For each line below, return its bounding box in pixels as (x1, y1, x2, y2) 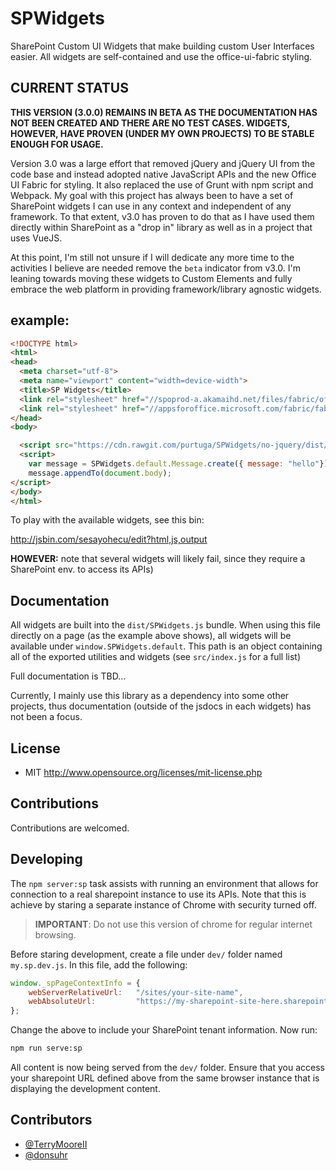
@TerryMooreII (24, 1138, 88, 1150)
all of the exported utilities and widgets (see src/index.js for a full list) (10, 651, 302, 663)
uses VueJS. (10, 232, 63, 244)
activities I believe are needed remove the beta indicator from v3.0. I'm (10, 262, 302, 274)
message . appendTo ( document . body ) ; (28, 468, 172, 478)
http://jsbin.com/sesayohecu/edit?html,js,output (10, 533, 208, 546)
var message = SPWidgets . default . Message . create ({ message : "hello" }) (28, 459, 329, 469)
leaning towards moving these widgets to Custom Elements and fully (10, 272, 293, 284)
